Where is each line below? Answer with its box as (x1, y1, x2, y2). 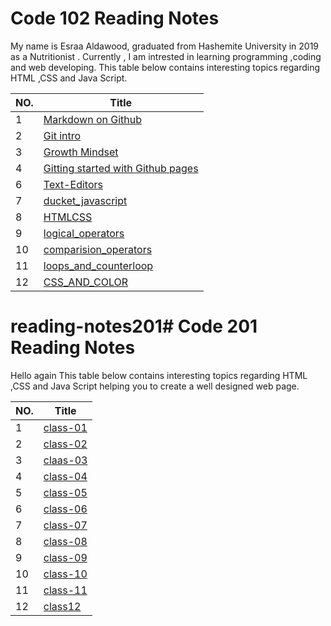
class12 (43, 599, 82, 613)
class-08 (43, 534, 88, 548)
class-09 (43, 550, 88, 564)
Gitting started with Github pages (43, 161, 199, 175)
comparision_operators (43, 242, 153, 256)
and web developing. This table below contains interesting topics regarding (10, 61, 320, 73)
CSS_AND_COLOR (43, 275, 129, 289)
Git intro (43, 128, 82, 142)
